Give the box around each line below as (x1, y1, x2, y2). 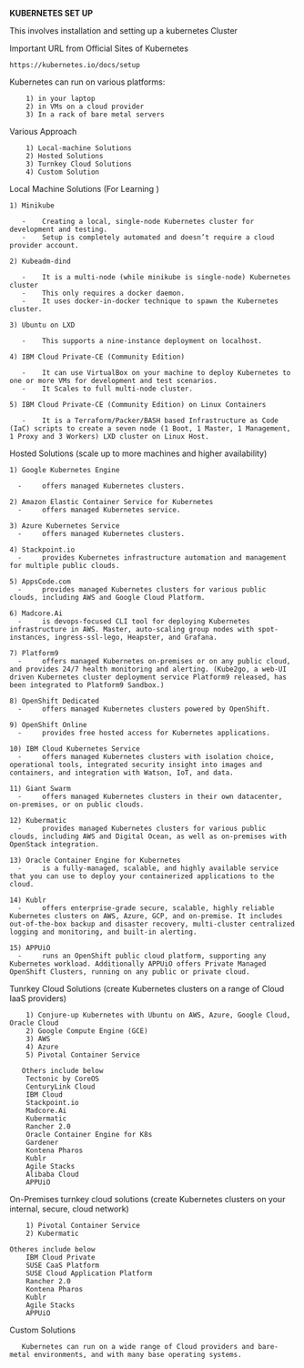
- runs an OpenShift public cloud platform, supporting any (17, 951, 267, 960)
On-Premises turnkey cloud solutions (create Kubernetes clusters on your (9, 1194, 286, 1204)
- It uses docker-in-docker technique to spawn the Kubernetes (21, 297, 279, 306)
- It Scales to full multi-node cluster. (21, 384, 194, 393)
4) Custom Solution (25, 167, 100, 177)
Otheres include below (9, 1245, 96, 1254)
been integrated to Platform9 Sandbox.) (9, 681, 166, 690)
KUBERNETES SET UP (9, 8, 94, 18)
